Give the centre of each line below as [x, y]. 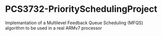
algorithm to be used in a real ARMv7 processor [54, 28]
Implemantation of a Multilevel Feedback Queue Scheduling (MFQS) [74, 23]
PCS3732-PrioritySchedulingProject [81, 9]
